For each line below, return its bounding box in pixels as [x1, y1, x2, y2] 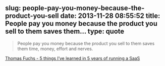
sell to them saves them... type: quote [5, 27, 125, 36]
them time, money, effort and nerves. [17, 46, 93, 52]
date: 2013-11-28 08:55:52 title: [60, 12, 161, 20]
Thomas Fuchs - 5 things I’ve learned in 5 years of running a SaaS [5, 55, 140, 61]
